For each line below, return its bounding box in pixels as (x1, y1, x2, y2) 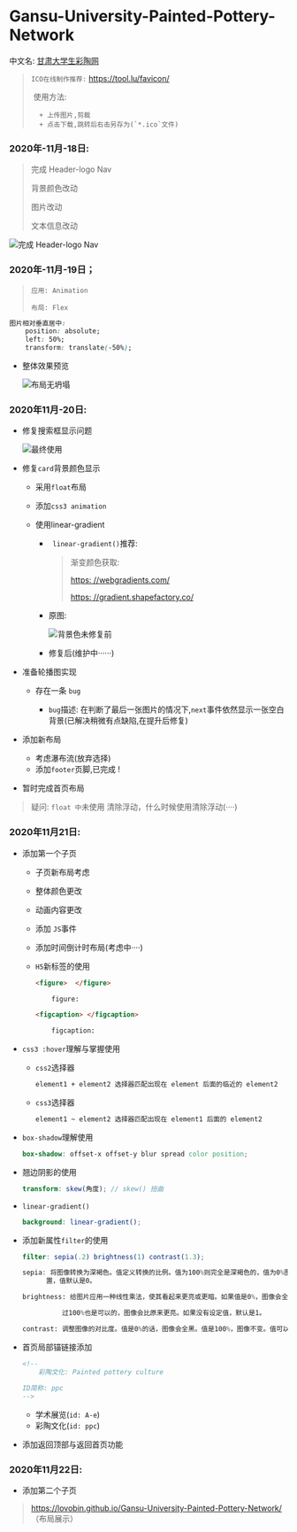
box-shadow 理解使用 (21, 1132, 94, 1142)
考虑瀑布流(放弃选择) (34, 753, 111, 763)
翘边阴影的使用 (21, 1166, 77, 1177)
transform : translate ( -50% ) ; (25, 344, 133, 352)
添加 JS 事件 (34, 923, 77, 933)
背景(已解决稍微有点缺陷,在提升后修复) (48, 716, 188, 726)
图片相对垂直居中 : (9, 319, 66, 328)
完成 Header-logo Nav (30, 164, 112, 174)
